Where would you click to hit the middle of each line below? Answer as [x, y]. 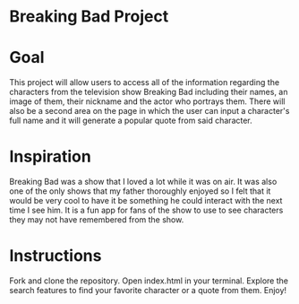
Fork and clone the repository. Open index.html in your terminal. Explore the [149, 281]
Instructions [56, 256]
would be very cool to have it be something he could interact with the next [146, 201]
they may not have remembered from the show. [97, 220]
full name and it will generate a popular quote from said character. [131, 121]
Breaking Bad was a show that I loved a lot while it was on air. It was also [143, 182]
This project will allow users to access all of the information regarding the [145, 83]
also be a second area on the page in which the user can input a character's [149, 111]
